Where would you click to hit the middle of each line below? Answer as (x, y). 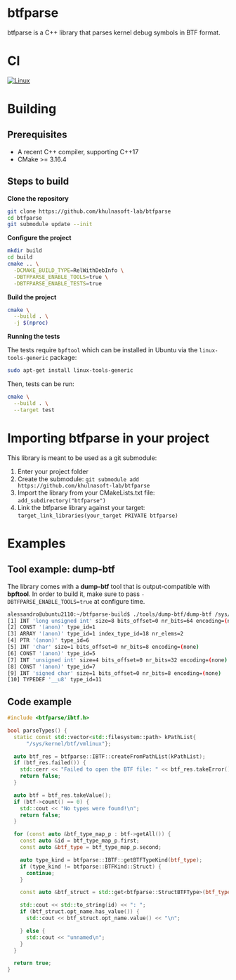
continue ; (40, 873)
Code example (40, 701)
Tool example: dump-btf (61, 570)
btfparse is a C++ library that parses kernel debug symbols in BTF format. (114, 32)
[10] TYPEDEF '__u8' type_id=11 (54, 680)
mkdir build (25, 251)
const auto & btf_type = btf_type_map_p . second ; (91, 848)
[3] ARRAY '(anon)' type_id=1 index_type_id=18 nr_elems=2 (96, 634)
